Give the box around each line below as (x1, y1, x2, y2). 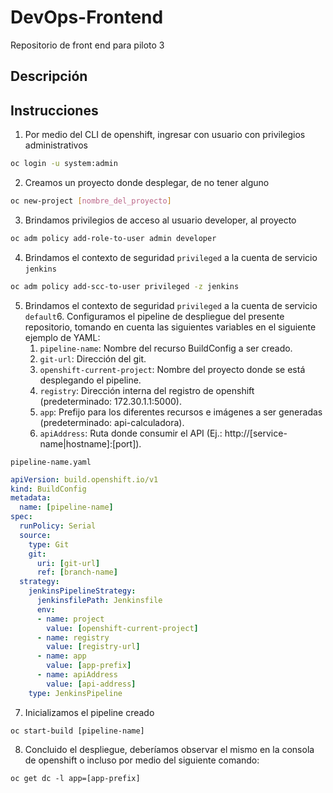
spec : (10, 512, 33, 522)
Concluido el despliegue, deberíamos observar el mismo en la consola (24, 743, 315, 755)
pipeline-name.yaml (10, 457, 92, 467)
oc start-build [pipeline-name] (10, 726, 145, 736)
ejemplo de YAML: (24, 331, 101, 343)
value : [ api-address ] (46, 679, 137, 689)
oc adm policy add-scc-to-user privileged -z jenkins (10, 281, 240, 291)
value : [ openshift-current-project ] (46, 623, 199, 633)
